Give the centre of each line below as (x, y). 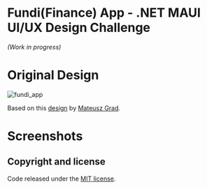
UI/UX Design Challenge (79, 28)
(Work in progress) (34, 47)
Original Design (53, 75)
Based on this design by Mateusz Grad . (64, 108)
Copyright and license (57, 162)
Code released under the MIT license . (62, 179)
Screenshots (45, 136)
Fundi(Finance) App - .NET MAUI (104, 13)
